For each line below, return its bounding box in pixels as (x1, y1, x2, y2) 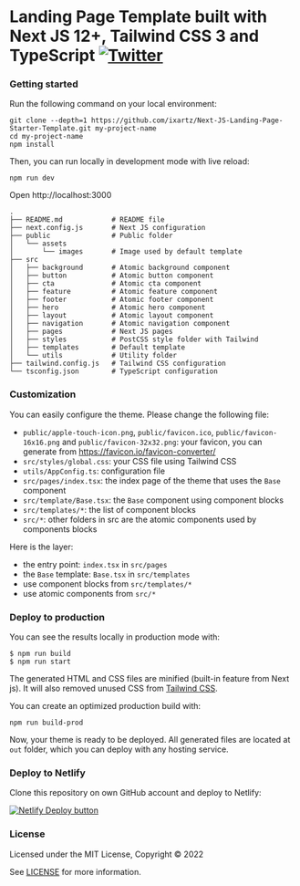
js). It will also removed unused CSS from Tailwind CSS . (9, 683, 219, 694)
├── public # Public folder (9, 231, 173, 241)
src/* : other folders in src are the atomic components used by (22, 514, 257, 525)
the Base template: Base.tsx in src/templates (22, 568, 191, 579)
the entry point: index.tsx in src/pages (22, 558, 168, 569)
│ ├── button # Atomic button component (9, 271, 214, 280)
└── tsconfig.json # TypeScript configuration (9, 367, 219, 376)
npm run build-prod (9, 718, 84, 727)
